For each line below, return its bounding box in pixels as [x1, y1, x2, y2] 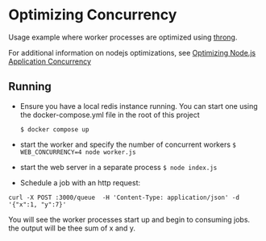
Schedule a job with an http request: [19, 177, 141, 187]
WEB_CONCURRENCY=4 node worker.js [19, 148, 136, 156]
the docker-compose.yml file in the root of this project [19, 110, 200, 119]
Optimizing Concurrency [8, 6, 177, 24]
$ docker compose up [19, 125, 89, 134]
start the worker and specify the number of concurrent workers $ [19, 139, 236, 149]
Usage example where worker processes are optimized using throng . [8, 32, 238, 42]
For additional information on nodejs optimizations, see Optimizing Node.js [8, 48, 256, 57]
